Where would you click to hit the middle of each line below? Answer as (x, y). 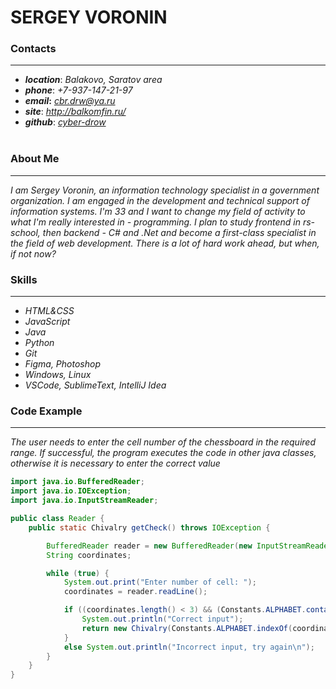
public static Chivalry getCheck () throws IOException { (149, 527)
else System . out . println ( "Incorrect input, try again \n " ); (189, 647)
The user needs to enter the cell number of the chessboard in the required (163, 442)
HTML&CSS (49, 311)
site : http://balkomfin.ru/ (75, 112)
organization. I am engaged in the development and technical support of (160, 200)
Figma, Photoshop (62, 364)
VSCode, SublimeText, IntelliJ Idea (95, 385)
